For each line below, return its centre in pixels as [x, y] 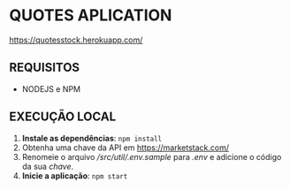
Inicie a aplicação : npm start [75, 175]
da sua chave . [48, 166]
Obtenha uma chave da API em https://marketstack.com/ [126, 148]
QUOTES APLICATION [91, 15]
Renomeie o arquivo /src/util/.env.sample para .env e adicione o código [152, 156]
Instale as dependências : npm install [92, 138]
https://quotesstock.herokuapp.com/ [76, 40]
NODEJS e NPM [51, 88]
